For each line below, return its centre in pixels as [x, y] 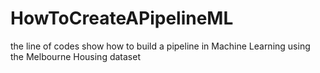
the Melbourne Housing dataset [75, 56]
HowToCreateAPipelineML [122, 18]
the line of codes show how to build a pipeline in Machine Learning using [160, 46]
